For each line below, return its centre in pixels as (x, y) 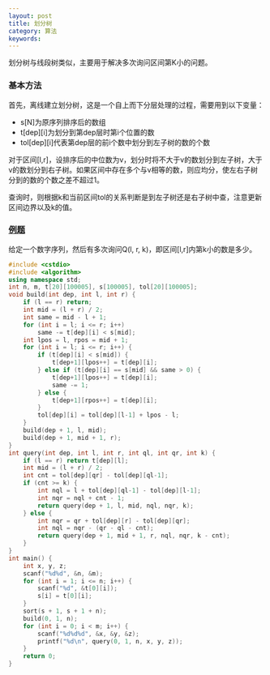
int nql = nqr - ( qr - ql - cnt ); (96, 528)
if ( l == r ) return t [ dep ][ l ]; (76, 460)
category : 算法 (33, 31)
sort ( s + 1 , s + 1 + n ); (65, 611)
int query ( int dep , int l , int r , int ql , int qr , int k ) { (112, 453)
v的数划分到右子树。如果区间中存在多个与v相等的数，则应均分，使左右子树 (133, 169)
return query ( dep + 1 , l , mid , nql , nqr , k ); (116, 506)
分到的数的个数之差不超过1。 (56, 180)
